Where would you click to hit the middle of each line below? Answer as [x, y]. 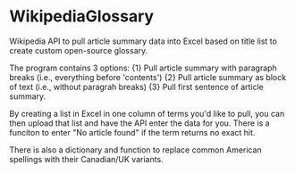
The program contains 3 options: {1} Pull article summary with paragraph [143, 68]
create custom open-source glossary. [79, 50]
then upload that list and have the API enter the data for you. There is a [139, 123]
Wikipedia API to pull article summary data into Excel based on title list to [143, 41]
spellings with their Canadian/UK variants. [86, 159]
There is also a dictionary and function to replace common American [135, 150]
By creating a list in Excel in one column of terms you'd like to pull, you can [147, 113]
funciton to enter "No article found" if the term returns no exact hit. [132, 132]
